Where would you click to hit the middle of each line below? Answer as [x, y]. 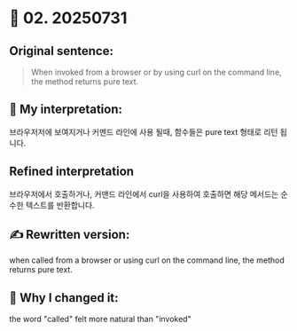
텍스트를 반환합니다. [60, 205]
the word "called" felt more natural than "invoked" [101, 319]
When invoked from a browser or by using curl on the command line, [156, 72]
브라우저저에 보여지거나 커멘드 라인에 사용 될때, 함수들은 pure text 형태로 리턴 [144, 131]
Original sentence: [61, 51]
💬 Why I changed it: [64, 298]
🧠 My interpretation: [66, 110]
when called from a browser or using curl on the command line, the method [147, 260]
